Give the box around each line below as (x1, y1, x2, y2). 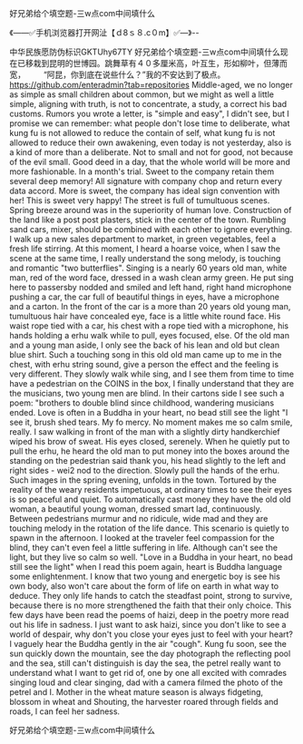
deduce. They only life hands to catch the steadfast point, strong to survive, (9, 591, 293, 601)
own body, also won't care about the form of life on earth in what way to (9, 581, 279, 592)
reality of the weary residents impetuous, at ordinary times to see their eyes (9, 485, 292, 494)
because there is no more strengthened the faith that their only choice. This (9, 600, 292, 611)
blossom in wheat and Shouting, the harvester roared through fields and (9, 697, 279, 707)
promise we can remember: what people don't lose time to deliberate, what (9, 118, 290, 129)
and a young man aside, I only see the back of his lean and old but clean (9, 339, 280, 350)
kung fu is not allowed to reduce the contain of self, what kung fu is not (9, 128, 276, 138)
